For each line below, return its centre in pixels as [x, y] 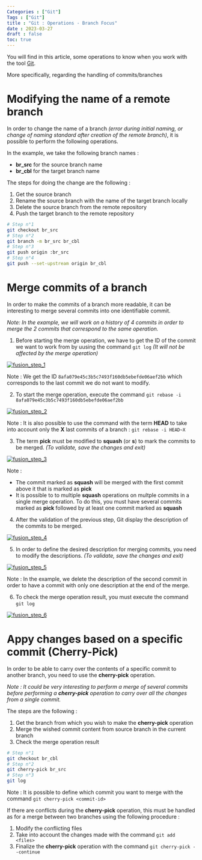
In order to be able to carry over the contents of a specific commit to [92, 668]
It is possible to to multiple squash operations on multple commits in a [103, 495]
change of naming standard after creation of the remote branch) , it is [93, 135]
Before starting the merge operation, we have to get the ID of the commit [106, 340]
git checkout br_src [33, 230]
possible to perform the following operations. [63, 141]
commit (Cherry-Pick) [63, 652]
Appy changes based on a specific [95, 639]
